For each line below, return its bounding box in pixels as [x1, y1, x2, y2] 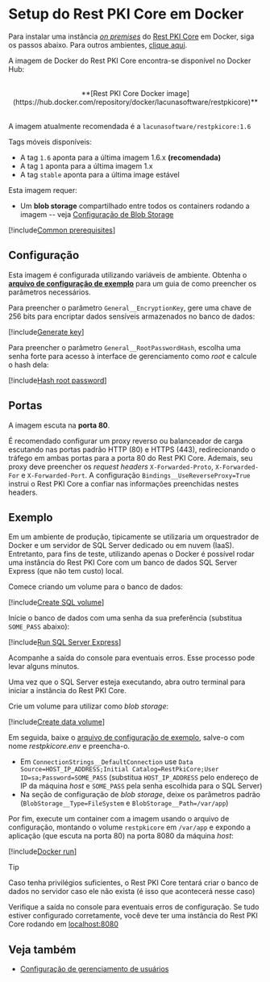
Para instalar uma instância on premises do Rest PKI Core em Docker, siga [8, 31, 255, 41]
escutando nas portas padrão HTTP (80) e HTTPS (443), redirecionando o [8, 445, 256, 454]
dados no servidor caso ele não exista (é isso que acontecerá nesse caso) [8, 887, 255, 896]
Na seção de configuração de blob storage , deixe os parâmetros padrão [19, 790, 260, 800]
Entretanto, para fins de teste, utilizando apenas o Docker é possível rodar [8, 550, 255, 559]
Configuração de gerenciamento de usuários [19, 964, 169, 974]
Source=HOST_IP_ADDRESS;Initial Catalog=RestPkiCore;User [19, 766, 219, 774]
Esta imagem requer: [8, 185, 78, 194]
